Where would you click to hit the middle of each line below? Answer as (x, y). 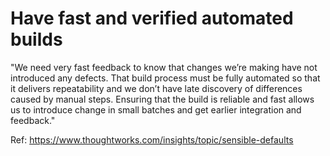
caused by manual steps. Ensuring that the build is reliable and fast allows (162, 99)
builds (36, 39)
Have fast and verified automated (152, 18)
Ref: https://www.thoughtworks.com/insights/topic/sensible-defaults (152, 139)
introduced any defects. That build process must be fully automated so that (165, 78)
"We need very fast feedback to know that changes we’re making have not (164, 67)
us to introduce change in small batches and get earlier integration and (156, 109)
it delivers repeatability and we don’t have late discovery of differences (156, 88)
